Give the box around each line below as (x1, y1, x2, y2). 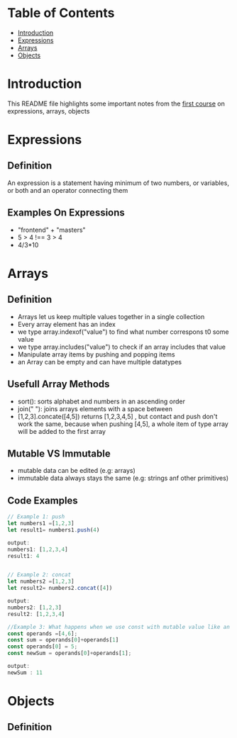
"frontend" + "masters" (17, 225, 87, 234)
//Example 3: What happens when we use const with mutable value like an (7, 623, 231, 630)
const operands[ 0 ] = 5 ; (7, 643, 78, 650)
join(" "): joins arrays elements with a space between (17, 404, 172, 413)
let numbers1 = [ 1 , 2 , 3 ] (7, 520, 75, 527)
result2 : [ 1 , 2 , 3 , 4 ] (7, 610, 65, 617)
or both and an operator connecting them (7, 186, 128, 194)
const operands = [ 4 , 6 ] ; (7, 630, 78, 637)
